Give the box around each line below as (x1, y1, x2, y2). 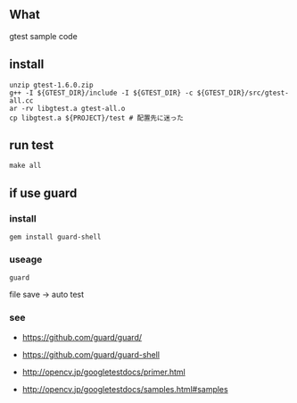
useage (9, 254, 43, 266)
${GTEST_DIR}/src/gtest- (196, 88, 290, 97)
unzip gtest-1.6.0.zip (9, 80, 94, 89)
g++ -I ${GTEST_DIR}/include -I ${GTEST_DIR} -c (9, 88, 194, 97)
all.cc (9, 96, 34, 105)
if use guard (9, 185, 78, 200)
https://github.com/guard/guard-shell (21, 348, 161, 360)
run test (9, 138, 54, 153)
